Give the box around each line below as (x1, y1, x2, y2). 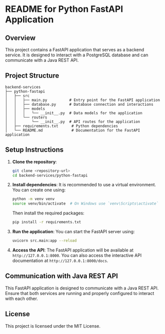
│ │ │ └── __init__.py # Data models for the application (5, 110, 142, 116)
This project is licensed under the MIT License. (5, 323, 101, 329)
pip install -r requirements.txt (12, 220, 82, 225)
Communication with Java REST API (5, 272, 118, 280)
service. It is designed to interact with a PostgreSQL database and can (5, 52, 149, 58)
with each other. (5, 295, 38, 301)
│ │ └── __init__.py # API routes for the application (5, 119, 140, 124)
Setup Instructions (5, 146, 64, 154)
